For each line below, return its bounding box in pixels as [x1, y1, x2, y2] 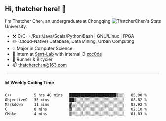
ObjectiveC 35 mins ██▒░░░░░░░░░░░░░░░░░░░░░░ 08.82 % [5, 97, 147, 102]
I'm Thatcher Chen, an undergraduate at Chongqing [5, 18, 111, 24]
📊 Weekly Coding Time [5, 80, 54, 86]
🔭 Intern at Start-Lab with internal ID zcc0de [12, 51, 102, 57]
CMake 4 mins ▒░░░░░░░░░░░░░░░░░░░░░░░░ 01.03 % [5, 111, 147, 116]
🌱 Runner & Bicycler [12, 56, 53, 62]
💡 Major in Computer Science [12, 45, 73, 51]
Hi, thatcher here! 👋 [5, 5, 66, 13]
